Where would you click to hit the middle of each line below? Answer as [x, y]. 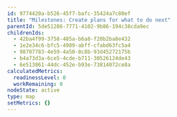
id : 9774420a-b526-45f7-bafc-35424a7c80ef [69, 13]
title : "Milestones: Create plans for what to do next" [89, 20]
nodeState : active [33, 90]
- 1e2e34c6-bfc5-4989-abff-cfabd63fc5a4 [72, 45]
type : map [21, 97]
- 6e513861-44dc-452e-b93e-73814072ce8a [72, 65]
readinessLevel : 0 [40, 77]
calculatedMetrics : [35, 71]
